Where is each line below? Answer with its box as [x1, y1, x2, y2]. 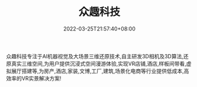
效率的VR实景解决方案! [6, 75, 62, 82]
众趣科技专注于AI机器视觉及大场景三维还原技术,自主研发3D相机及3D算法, [6, 52, 183, 59]
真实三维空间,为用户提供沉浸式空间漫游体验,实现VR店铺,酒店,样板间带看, [11, 60, 186, 67]
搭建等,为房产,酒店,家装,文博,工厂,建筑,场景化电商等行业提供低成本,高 [21, 67, 189, 74]
